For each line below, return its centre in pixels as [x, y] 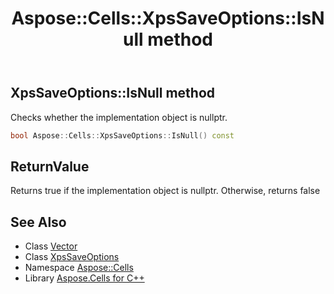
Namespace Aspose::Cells [79, 268]
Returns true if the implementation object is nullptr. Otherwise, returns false [165, 191]
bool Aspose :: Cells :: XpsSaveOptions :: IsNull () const [122, 135]
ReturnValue [50, 166]
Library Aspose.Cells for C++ [84, 278]
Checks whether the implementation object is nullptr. [119, 117]
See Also [38, 222]
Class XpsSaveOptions [72, 257]
